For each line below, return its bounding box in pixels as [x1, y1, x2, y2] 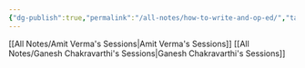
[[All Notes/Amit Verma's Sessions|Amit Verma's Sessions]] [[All [8, 38, 249, 49]
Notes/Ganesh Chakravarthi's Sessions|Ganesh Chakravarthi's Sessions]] [8, 47, 286, 59]
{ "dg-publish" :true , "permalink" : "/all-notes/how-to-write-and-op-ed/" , [8, 13, 286, 23]
